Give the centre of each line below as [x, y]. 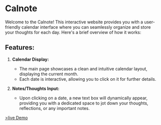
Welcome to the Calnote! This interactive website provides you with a [74, 22]
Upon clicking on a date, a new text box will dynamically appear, [83, 98]
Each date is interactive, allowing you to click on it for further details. [88, 79]
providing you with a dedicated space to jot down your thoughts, [84, 103]
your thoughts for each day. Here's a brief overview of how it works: [73, 32]
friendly [13, 27]
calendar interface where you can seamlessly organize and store [86, 27]
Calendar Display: [31, 59]
